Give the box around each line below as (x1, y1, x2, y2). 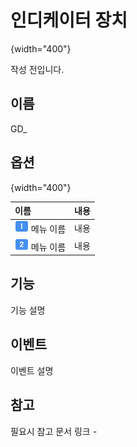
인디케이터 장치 (10, 9, 128, 32)
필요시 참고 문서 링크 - (10, 425, 98, 437)
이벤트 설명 (10, 364, 54, 376)
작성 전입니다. (10, 63, 65, 75)
